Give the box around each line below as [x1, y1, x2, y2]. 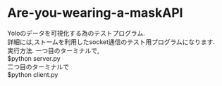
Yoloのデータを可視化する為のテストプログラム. [7, 29, 146, 37]
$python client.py [7, 70, 58, 78]
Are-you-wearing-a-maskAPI [7, 5, 183, 21]
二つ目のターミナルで [7, 62, 69, 71]
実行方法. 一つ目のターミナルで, [7, 46, 100, 55]
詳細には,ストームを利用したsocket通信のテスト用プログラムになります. [7, 37, 216, 46]
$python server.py [7, 54, 61, 62]
